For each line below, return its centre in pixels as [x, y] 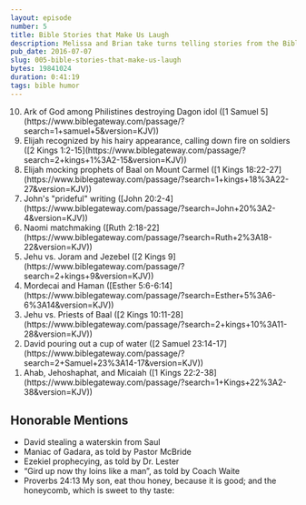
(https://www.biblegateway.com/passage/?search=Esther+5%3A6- [149, 295]
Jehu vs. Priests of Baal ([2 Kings [86, 314]
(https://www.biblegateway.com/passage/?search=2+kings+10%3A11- [155, 324]
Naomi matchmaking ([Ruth [74, 227]
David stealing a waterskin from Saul [92, 442]
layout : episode [41, 18]
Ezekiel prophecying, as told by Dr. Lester [101, 461]
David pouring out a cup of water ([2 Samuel [107, 343]
